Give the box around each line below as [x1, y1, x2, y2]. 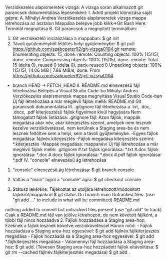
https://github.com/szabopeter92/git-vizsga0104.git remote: [12, 46, 137, 52]
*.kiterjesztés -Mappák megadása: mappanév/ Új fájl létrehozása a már [12, 141, 158, 147]
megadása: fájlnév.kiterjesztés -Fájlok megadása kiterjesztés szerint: [12, 136, 155, 142]
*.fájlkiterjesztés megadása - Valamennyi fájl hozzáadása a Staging [5, 238, 143, 244]
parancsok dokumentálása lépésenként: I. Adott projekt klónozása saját [5, 10, 152, 16]
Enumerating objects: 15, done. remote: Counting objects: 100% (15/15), [12, 51, 160, 57]
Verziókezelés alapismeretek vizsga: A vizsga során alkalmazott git [5, 5, 143, 10]
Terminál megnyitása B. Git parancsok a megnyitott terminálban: [5, 26, 137, 32]
